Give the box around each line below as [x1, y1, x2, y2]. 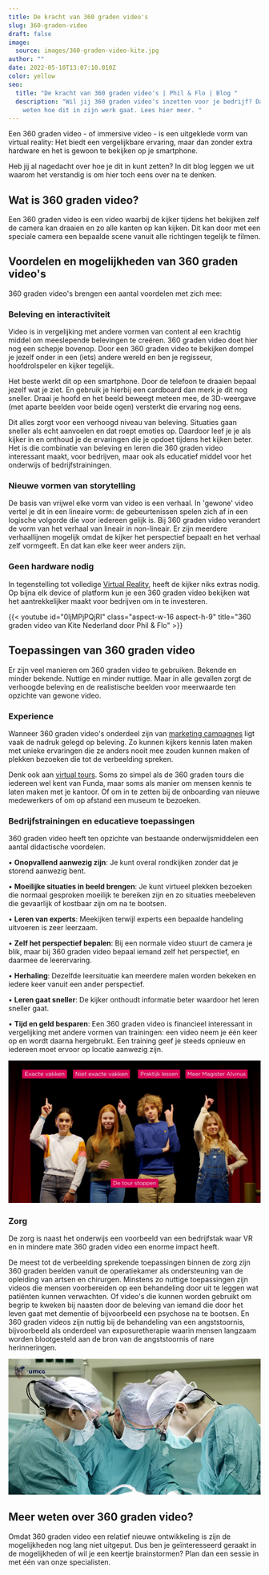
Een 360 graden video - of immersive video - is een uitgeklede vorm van [8, 129, 248, 139]
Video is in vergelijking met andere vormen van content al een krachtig [8, 327, 242, 337]
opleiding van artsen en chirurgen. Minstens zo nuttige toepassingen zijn [8, 1274, 249, 1284]
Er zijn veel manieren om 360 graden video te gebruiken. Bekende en [8, 665, 237, 674]
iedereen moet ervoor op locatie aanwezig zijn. [8, 1045, 163, 1055]
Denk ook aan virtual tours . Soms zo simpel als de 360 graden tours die [8, 770, 244, 779]
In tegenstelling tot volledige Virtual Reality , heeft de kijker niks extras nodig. [8, 579, 260, 589]
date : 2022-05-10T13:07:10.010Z [8, 64, 116, 72]
